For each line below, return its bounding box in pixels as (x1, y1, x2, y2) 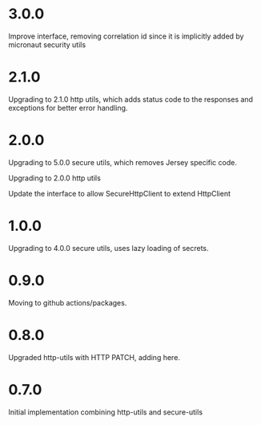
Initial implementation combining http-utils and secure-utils (8, 407, 203, 417)
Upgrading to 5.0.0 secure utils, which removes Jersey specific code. (8, 157, 238, 167)
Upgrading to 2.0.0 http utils (8, 173, 102, 183)
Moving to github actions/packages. (8, 297, 127, 307)
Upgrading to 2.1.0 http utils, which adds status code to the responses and (8, 94, 254, 104)
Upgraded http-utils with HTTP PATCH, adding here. (8, 352, 180, 362)
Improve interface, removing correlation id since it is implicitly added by (8, 31, 244, 41)
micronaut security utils (8, 39, 86, 49)
